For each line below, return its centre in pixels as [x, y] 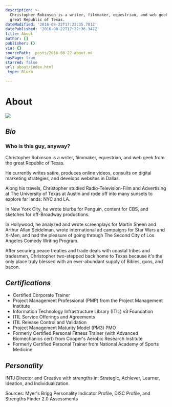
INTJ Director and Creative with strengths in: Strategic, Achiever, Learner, [83, 378]
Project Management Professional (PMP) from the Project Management [88, 301]
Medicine [23, 350]
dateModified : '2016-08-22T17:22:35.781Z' [51, 24]
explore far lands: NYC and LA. [38, 199]
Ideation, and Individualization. [38, 383]
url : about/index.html [29, 67]
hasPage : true [20, 58]
